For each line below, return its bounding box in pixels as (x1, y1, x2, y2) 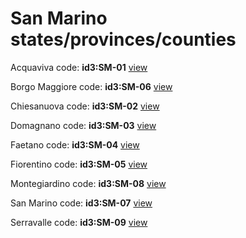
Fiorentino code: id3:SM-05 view (10, 158, 148, 170)
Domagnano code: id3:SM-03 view (10, 119, 157, 131)
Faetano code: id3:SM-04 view (10, 138, 140, 151)
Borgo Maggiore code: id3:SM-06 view (10, 80, 173, 92)
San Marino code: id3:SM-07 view (10, 197, 153, 209)
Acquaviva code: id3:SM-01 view (10, 61, 148, 73)
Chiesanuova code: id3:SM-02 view (10, 100, 160, 112)
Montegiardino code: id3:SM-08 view (10, 177, 167, 189)
